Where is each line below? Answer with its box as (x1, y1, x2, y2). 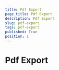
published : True (5, 29, 37, 34)
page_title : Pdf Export (5, 12, 53, 16)
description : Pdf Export (5, 16, 55, 21)
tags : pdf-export (5, 25, 40, 30)
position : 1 (5, 34, 29, 39)
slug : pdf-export (5, 20, 40, 26)
